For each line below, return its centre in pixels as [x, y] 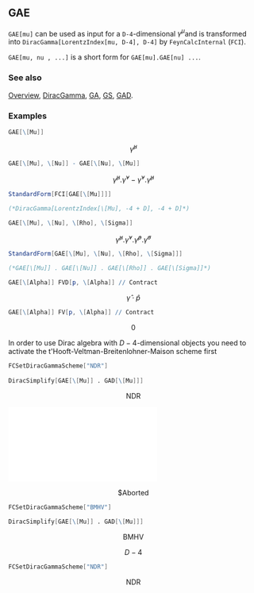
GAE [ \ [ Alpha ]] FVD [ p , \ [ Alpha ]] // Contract [83, 283]
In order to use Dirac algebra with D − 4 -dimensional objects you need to [127, 343]
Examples [28, 116]
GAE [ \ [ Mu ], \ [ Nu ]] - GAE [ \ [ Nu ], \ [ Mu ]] [74, 163]
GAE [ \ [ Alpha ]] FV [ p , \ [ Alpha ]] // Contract [81, 313]
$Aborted [133, 492]
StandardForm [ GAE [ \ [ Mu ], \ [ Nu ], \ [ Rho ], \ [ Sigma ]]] [96, 254]
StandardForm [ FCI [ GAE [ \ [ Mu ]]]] [60, 194]
